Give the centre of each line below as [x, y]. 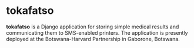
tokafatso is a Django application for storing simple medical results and [93, 27]
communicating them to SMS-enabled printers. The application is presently [97, 32]
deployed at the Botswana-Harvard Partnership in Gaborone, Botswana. [93, 39]
